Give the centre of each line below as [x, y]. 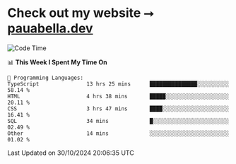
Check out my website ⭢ [81, 13]
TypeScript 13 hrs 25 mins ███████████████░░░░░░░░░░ [118, 84]
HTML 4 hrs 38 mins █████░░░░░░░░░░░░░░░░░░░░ [118, 96]
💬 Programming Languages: [45, 78]
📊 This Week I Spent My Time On [57, 62]
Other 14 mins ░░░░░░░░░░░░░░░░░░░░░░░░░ [118, 133]
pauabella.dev [50, 29]
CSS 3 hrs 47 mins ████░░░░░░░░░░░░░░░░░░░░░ [118, 109]
